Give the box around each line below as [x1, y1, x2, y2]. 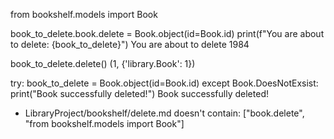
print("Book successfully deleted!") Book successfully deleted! [10, 88, 269, 99]
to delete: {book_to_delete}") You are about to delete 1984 [10, 39, 250, 50]
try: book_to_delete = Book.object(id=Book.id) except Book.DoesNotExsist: [10, 77, 319, 89]
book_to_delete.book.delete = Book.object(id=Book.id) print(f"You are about [10, 28, 325, 39]
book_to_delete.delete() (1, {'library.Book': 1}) [10, 58, 196, 69]
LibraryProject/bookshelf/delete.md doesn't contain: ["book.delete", [24, 107, 305, 119]
